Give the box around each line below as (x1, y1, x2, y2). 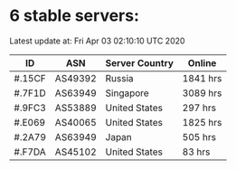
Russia (105, 71, 134, 84)
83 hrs (182, 146, 211, 158)
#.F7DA (14, 146, 47, 158)
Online (187, 56, 217, 69)
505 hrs (182, 130, 217, 143)
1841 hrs (182, 71, 222, 84)
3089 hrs (182, 87, 222, 99)
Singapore (105, 87, 149, 99)
